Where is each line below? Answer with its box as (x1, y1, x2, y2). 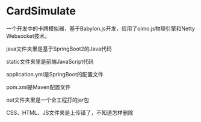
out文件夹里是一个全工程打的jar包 (6, 96, 89, 103)
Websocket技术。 (6, 32, 50, 40)
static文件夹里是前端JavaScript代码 (6, 58, 94, 65)
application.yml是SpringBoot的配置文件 (6, 70, 104, 78)
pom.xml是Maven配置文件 (6, 83, 71, 91)
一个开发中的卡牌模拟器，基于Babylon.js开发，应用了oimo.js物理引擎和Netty (6, 25, 196, 32)
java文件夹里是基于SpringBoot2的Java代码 (6, 45, 113, 52)
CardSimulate (6, 4, 76, 18)
